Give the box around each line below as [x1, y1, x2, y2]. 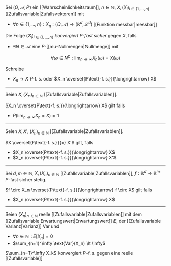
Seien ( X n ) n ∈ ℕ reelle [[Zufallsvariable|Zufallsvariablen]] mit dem [5, 211, 142, 218]
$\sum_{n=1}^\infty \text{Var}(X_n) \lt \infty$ [12, 240, 106, 246]
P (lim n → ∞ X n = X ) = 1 [12, 113, 59, 120]
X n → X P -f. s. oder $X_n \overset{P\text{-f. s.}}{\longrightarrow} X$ [12, 75, 157, 83]
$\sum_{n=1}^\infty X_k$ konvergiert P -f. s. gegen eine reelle [5, 250, 133, 256]
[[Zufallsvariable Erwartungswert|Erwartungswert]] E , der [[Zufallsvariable [5, 218, 161, 224]
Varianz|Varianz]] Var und [5, 223, 60, 229]
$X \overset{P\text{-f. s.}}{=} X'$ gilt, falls [5, 139, 94, 145]
